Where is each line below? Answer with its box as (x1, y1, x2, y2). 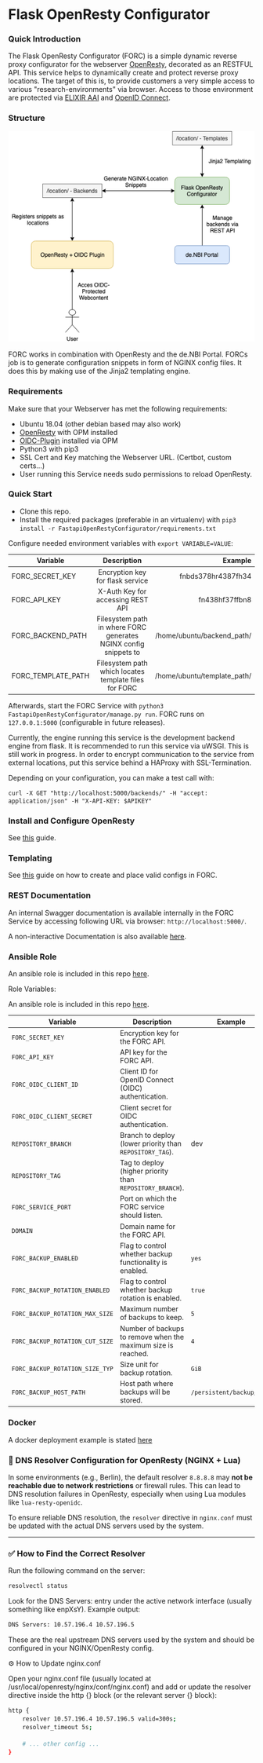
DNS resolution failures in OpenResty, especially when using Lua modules (8, 1490, 247, 1499)
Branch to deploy (120, 1130, 175, 1139)
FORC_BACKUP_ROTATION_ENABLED (11, 1286, 110, 1295)
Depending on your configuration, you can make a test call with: (8, 773, 214, 782)
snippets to (104, 648, 141, 657)
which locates (99, 667, 145, 676)
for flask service (96, 576, 149, 585)
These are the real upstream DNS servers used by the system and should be (8, 1635, 255, 1644)
